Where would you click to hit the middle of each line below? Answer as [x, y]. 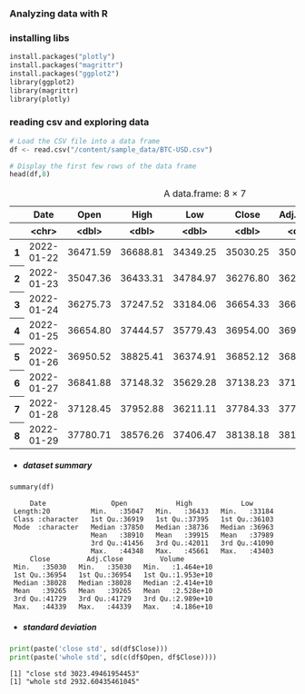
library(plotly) [40, 99]
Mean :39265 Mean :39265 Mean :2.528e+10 [113, 591]
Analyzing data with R [59, 14]
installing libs [39, 37]
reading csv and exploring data [79, 123]
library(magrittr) [44, 90]
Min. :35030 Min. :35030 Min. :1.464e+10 [113, 567]
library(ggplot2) [42, 82]
